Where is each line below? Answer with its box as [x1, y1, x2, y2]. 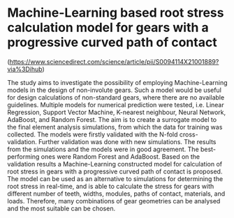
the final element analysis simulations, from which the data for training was [7, 123, 223, 131]
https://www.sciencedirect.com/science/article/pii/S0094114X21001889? [9, 57, 219, 65]
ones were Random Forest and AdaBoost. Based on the [41, 152, 200, 161]
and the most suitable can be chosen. [7, 204, 116, 212]
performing [7, 152, 40, 161]
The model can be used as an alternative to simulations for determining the [7, 174, 224, 182]
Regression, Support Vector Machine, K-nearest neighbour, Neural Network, [7, 108, 226, 116]
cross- [179, 130, 198, 139]
